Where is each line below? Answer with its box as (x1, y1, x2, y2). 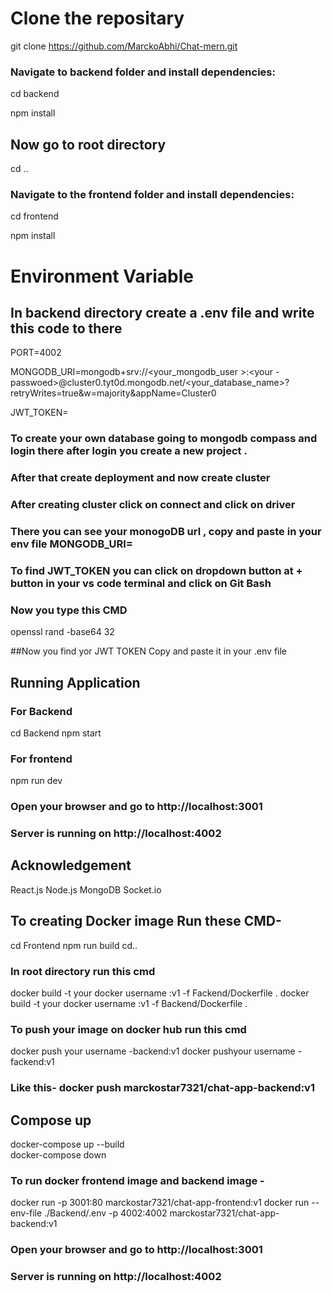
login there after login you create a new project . (10, 444, 248, 458)
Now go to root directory (10, 136, 167, 153)
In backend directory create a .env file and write (10, 304, 315, 321)
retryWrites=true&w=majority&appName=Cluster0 (10, 387, 217, 399)
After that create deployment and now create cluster (10, 471, 271, 485)
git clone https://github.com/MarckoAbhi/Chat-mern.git (10, 40, 238, 52)
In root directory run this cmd (10, 964, 156, 978)
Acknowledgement (10, 857, 132, 874)
